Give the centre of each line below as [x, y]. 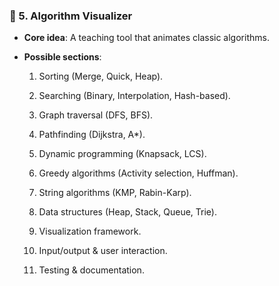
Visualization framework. [90, 231]
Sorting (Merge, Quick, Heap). [101, 76]
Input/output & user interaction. [103, 251]
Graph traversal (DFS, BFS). [96, 115]
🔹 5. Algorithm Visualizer [71, 16]
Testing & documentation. [91, 270]
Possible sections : [62, 57]
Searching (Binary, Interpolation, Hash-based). [134, 96]
